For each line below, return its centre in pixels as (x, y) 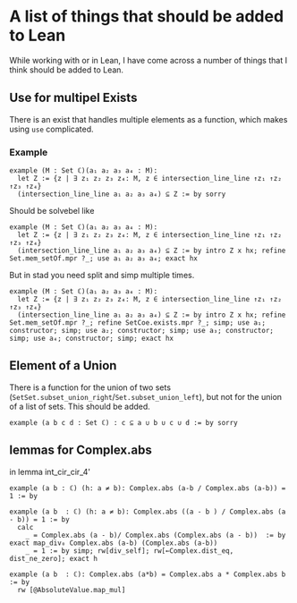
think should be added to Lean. (66, 70)
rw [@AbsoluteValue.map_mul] (72, 590)
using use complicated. (51, 129)
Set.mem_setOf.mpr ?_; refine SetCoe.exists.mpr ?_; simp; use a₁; (138, 323)
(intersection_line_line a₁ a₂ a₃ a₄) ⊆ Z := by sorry (122, 194)
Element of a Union (63, 365)
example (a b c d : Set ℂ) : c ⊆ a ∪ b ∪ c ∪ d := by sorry (124, 422)
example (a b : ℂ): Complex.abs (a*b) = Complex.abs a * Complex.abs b (148, 574)
